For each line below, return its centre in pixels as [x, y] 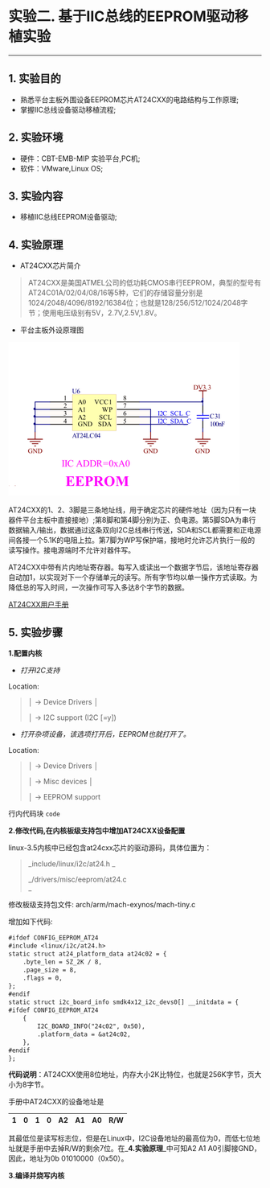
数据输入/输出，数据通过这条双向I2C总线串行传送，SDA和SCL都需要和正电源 [135, 530]
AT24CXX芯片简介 [50, 265]
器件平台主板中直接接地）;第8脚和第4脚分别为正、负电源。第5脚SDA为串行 [132, 520]
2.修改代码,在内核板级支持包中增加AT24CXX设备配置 [97, 830]
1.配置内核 [25, 653]
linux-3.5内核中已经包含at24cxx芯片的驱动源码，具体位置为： [110, 848]
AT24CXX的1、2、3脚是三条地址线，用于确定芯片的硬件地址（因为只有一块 [132, 510]
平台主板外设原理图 [52, 330]
